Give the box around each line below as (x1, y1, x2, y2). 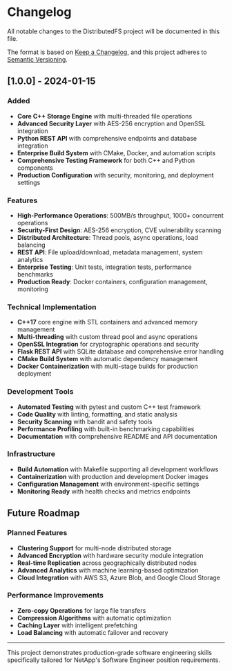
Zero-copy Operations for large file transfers (17, 606, 146, 614)
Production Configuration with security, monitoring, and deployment (17, 171, 214, 179)
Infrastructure (7, 449, 56, 459)
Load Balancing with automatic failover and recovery (17, 628, 168, 636)
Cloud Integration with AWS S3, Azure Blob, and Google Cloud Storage (17, 573, 221, 582)
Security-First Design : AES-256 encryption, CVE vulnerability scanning (17, 226, 222, 234)
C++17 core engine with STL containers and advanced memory (17, 318, 198, 326)
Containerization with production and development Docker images (17, 472, 209, 480)
